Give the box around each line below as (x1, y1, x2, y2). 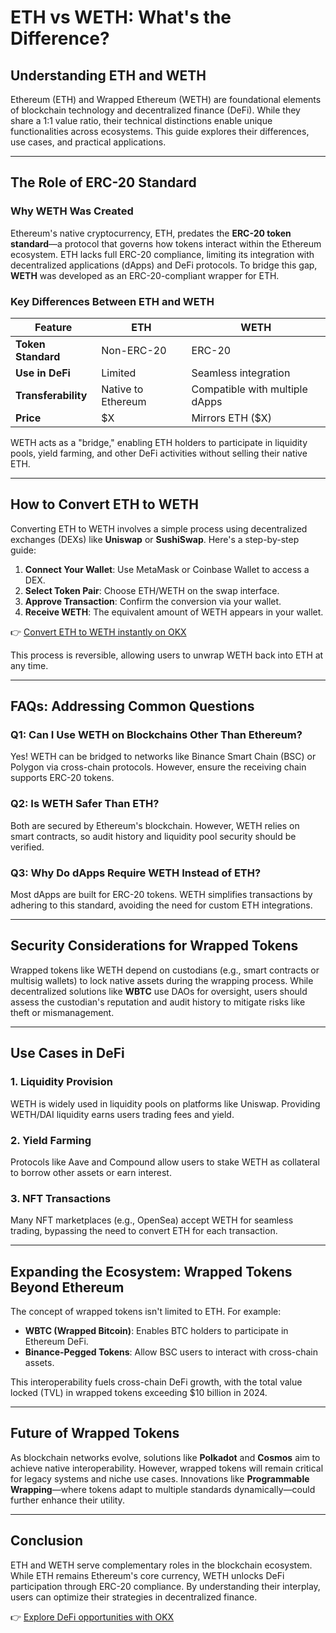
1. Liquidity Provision (10, 1075, 113, 1089)
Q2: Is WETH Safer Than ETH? (10, 797, 160, 811)
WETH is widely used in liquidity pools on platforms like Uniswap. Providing (10, 1097, 321, 1110)
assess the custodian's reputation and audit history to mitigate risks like (10, 996, 306, 1008)
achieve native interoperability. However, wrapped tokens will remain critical (10, 1462, 324, 1474)
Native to (101, 382, 144, 396)
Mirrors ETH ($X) (191, 411, 272, 425)
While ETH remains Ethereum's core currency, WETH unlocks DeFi (10, 1569, 285, 1581)
